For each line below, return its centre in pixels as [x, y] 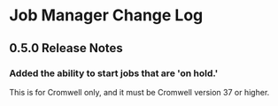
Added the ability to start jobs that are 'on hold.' [114, 73]
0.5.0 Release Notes [66, 48]
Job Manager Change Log [106, 15]
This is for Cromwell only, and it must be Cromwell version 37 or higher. [139, 92]
